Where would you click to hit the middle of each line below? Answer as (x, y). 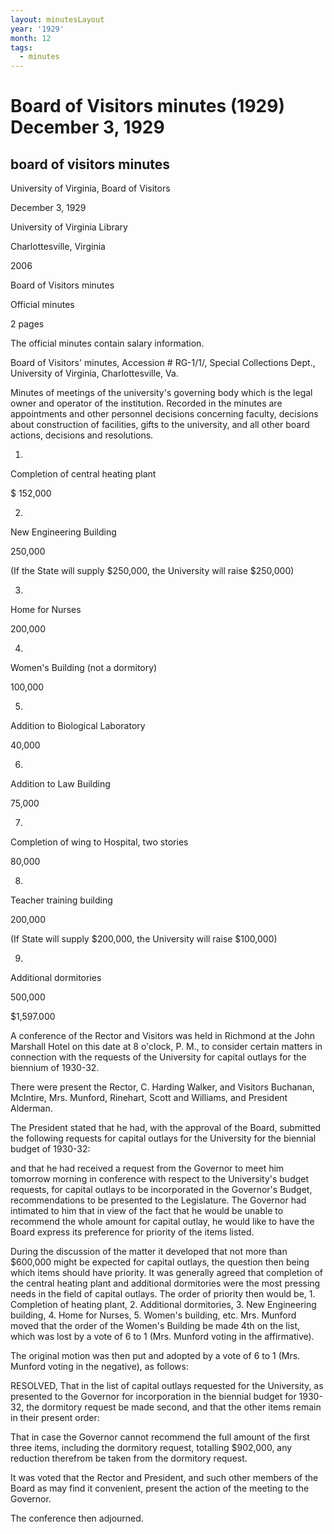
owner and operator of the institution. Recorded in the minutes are (146, 403)
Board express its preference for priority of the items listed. (132, 1232)
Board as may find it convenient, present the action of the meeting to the (160, 1488)
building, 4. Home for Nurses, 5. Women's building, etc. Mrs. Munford (153, 1315)
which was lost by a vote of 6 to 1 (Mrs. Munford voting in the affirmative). (162, 1337)
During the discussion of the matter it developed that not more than (149, 1252)
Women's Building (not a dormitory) (84, 668)
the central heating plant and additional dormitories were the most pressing (165, 1283)
